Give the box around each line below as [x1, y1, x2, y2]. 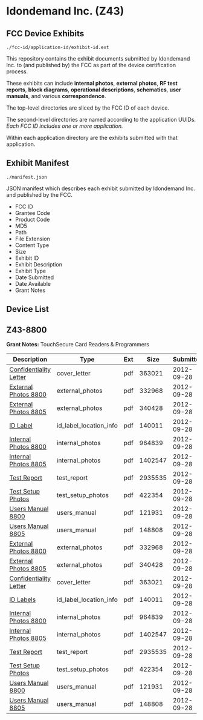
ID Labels [9, 595, 36, 604]
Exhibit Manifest [6, 158, 69, 168]
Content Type [14, 241, 50, 249]
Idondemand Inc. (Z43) [6, 4, 124, 18]
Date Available [14, 280, 51, 287]
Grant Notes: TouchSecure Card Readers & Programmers [6, 341, 150, 348]
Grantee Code [14, 209, 50, 216]
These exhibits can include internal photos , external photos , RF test [6, 80, 178, 87]
